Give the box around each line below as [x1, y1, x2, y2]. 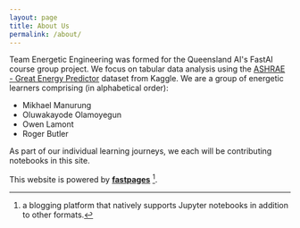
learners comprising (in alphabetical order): [9, 82, 169, 94]
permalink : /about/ [9, 30, 82, 38]
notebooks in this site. [9, 156, 91, 166]
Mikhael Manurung [21, 100, 92, 111]
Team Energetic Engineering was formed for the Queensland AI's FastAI [9, 55, 274, 65]
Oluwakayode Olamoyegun [21, 109, 122, 121]
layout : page [9, 13, 58, 22]
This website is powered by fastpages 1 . [9, 173, 158, 185]
